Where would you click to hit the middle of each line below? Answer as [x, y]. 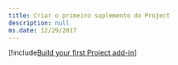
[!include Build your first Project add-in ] [73, 53]
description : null [39, 23]
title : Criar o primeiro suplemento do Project [89, 15]
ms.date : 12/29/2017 [43, 30]
